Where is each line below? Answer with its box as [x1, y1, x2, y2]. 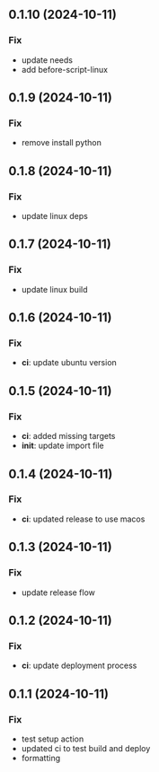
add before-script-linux [21, 64, 109, 75]
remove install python [21, 137, 102, 148]
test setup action [21, 733, 84, 744]
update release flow [21, 587, 96, 598]
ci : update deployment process [21, 660, 137, 671]
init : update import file [21, 440, 104, 452]
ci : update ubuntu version [21, 357, 118, 368]
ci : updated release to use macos [21, 513, 146, 524]
